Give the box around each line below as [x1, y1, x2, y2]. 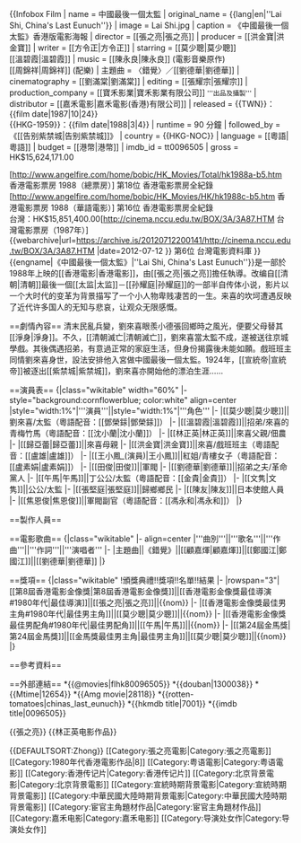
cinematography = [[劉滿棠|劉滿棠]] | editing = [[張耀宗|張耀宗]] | [9, 76, 248, 86]
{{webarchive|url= [9, 235, 77, 245]
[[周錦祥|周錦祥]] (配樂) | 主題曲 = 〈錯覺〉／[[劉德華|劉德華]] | [9, 65, 240, 75]
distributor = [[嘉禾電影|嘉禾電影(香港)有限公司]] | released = [9, 99, 233, 109]
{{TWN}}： [234, 99, 275, 109]
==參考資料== [9, 660, 63, 670]
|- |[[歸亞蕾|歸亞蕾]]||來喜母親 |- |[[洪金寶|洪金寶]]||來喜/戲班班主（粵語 [9, 439, 271, 450]
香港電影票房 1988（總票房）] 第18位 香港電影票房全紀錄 [9, 180, 213, 190]
